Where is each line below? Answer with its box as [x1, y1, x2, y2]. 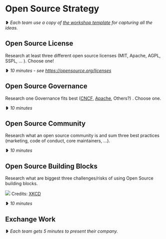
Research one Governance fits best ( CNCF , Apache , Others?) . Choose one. [5, 95, 161, 101]
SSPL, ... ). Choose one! [5, 58, 54, 64]
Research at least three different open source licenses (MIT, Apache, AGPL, [5, 52, 161, 58]
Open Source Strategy [5, 3, 99, 14]
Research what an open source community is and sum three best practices [5, 133, 160, 139]
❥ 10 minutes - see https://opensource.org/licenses [5, 67, 111, 73]
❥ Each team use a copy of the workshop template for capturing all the [5, 19, 152, 25]
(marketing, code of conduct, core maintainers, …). [5, 138, 110, 144]
